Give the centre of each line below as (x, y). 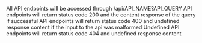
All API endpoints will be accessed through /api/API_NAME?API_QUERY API (99, 9)
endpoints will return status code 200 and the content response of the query (101, 15)
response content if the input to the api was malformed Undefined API (93, 27)
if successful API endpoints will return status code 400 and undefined (93, 21)
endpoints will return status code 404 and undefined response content (94, 34)
